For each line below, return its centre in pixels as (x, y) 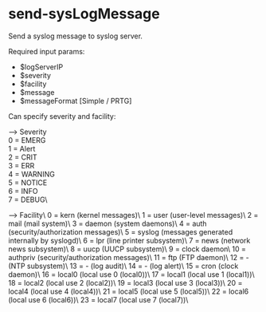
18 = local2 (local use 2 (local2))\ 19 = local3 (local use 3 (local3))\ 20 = (125, 282)
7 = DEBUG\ (28, 199)
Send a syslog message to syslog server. (76, 36)
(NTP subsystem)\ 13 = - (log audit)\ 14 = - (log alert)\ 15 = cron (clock (123, 266)
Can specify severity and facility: (62, 116)
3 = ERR (22, 165)
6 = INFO (23, 191)
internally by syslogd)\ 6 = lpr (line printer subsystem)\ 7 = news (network (129, 240)
